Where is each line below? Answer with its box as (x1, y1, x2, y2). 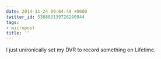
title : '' (6, 30, 30, 36)
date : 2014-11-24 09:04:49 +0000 (6, 8, 87, 15)
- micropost (6, 25, 35, 31)
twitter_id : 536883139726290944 (6, 14, 85, 20)
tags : (6, 19, 19, 25)
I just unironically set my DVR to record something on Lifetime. (6, 46, 156, 53)
